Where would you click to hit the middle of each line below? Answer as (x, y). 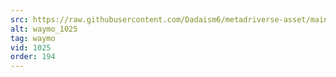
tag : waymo (33, 38)
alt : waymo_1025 (44, 29)
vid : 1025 (31, 47)
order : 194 (33, 57)
